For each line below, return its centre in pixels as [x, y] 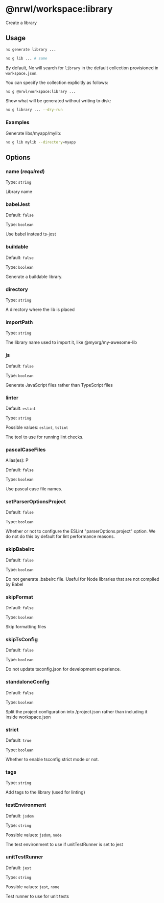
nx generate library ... [31, 49]
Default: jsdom [20, 816]
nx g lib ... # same [27, 58]
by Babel [14, 584]
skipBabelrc [20, 549]
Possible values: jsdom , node [34, 835]
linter [12, 397]
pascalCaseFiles [26, 450]
